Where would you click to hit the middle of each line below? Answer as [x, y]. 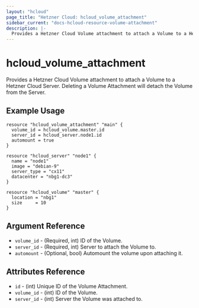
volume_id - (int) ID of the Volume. [56, 293]
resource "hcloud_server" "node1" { [51, 156]
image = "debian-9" [36, 166]
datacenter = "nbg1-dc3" [42, 177]
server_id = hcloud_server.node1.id [57, 135]
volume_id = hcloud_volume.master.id [58, 130]
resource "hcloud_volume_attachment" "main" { [65, 125]
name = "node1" [30, 161]
